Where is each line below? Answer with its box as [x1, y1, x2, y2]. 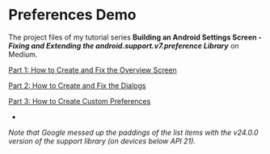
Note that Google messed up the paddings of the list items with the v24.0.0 [8, 127, 259, 137]
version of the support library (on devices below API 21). [8, 135, 196, 146]
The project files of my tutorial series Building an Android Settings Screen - [8, 32, 263, 42]
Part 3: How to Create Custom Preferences [8, 96, 151, 106]
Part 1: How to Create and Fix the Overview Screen [8, 65, 178, 74]
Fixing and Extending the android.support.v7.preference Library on [8, 40, 240, 50]
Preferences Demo [8, 6, 137, 24]
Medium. [8, 49, 38, 59]
